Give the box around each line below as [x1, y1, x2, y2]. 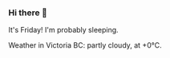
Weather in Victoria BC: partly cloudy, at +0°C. [8, 41, 162, 50]
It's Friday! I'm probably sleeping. [8, 25, 119, 35]
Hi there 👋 [8, 7, 48, 18]
